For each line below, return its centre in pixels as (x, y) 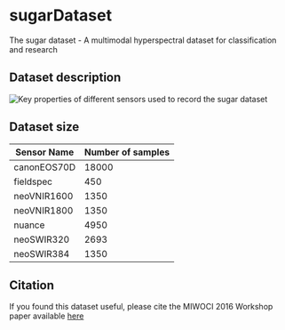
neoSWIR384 (42, 254)
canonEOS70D (45, 167)
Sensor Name (45, 152)
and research (33, 49)
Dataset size (44, 127)
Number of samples (127, 152)
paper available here (47, 316)
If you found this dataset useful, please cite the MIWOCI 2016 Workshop (141, 307)
